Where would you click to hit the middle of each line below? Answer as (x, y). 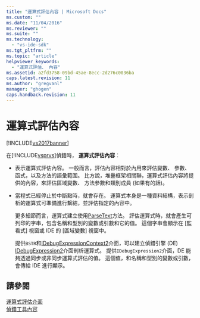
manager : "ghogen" (29, 89)
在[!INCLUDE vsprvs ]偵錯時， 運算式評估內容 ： (63, 155)
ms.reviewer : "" (26, 28)
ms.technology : (25, 39)
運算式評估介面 (24, 301)
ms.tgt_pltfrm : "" (29, 51)
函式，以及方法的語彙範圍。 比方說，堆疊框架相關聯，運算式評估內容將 (101, 175)
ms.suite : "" (22, 34)
